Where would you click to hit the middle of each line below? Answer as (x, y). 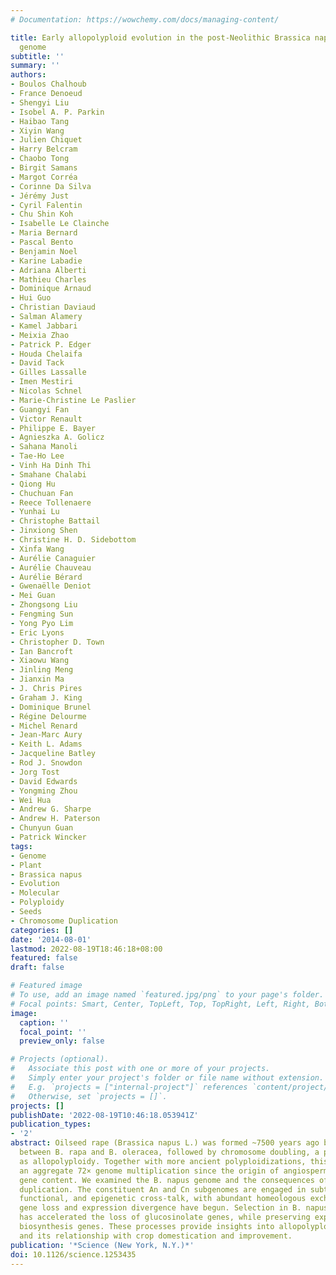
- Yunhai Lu (35, 512)
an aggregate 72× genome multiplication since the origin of (149, 1171)
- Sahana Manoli (44, 447)
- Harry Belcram (44, 149)
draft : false (37, 967)
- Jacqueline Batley (53, 754)
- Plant (26, 865)
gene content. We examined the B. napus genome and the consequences (167, 1180)
